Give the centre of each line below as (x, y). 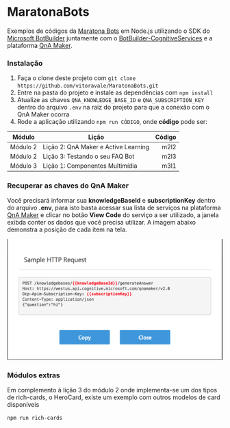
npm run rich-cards (35, 418)
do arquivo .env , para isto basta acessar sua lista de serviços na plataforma (114, 208)
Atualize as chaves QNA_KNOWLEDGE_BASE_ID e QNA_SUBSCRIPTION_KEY (111, 100)
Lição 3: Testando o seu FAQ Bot (89, 156)
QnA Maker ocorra (43, 114)
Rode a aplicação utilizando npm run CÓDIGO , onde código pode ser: (112, 122)
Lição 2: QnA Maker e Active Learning (96, 147)
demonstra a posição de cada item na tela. (67, 229)
